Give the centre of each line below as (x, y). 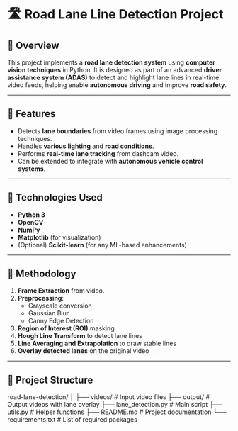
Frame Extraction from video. (61, 291)
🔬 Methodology (42, 274)
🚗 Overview (33, 45)
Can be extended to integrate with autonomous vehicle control (110, 161)
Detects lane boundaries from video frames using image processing (118, 131)
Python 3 (32, 215)
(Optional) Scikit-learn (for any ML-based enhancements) (102, 245)
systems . (32, 169)
